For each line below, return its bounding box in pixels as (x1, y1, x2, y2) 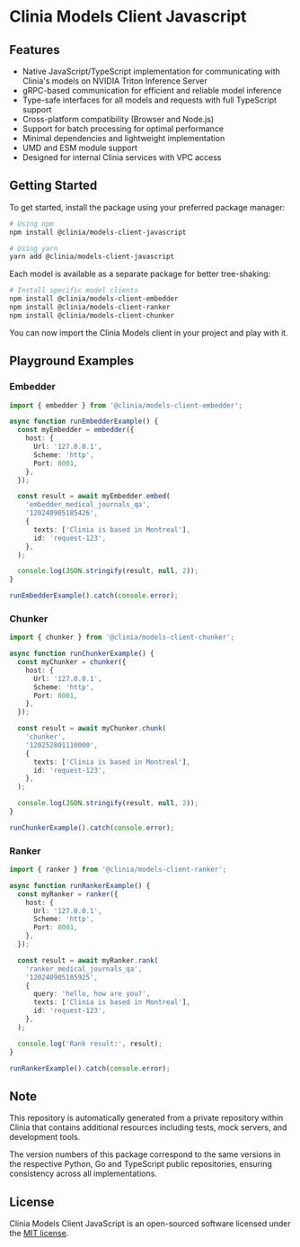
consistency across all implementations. (9, 1168, 157, 1180)
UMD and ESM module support (22, 142, 137, 153)
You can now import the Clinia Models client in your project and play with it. (9, 327, 289, 338)
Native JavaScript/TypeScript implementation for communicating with (22, 66, 281, 76)
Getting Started (9, 178, 98, 193)
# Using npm (9, 219, 54, 229)
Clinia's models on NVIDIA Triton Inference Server (22, 76, 208, 86)
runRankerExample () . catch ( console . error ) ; (9, 1063, 171, 1072)
